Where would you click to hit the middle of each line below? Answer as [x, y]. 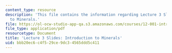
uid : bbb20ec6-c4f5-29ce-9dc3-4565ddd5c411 [52, 43]
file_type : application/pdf [35, 29]
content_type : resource [31, 10]
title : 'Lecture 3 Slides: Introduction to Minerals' [64, 38]
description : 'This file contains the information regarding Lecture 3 [83, 15]
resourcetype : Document [31, 33]
